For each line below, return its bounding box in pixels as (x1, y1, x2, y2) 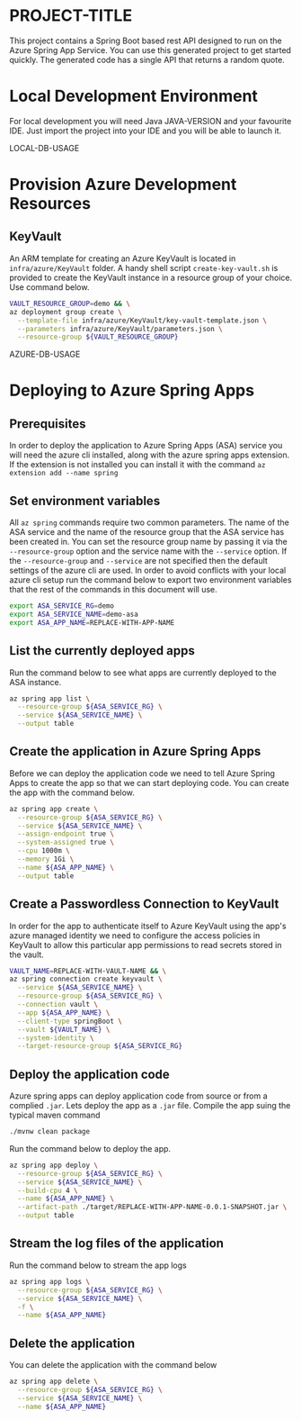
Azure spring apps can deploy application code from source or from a (9, 1090, 268, 1101)
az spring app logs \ (9, 1277, 91, 1286)
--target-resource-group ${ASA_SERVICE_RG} (17, 1042, 182, 1051)
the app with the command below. (9, 787, 135, 798)
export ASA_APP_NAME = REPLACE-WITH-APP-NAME (9, 618, 175, 627)
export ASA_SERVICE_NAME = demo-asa (9, 610, 139, 619)
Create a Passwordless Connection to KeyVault (9, 897, 279, 912)
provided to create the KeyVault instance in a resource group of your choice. (9, 272, 293, 283)
